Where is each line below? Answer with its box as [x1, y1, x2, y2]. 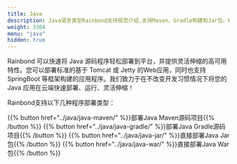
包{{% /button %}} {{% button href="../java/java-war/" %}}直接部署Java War [7, 140, 229, 148]
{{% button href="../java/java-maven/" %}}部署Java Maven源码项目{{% [7, 114, 215, 122]
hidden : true [7, 37, 46, 44]
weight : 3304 [7, 23, 46, 30]
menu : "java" [7, 30, 46, 37]
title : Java [7, 10, 42, 18]
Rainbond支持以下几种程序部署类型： [7, 98, 116, 107]
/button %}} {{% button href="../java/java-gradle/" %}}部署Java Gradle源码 [7, 122, 226, 131]
